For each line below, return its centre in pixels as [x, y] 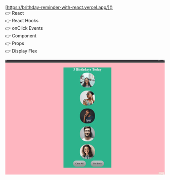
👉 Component [21, 36]
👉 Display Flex [21, 51]
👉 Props [15, 43]
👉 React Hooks [22, 20]
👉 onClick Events [24, 28]
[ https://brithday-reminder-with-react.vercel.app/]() [59, 7]
